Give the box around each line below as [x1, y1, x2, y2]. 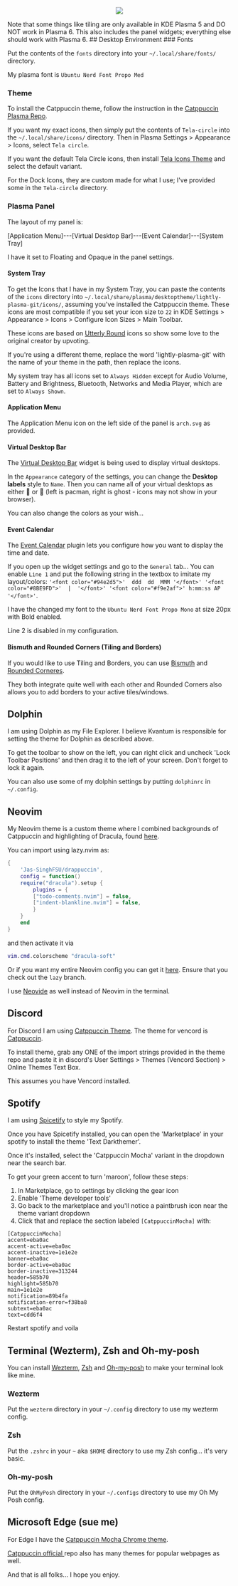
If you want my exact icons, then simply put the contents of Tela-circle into [7, 125, 230, 135]
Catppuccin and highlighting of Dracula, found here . [7, 832, 160, 840]
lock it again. [7, 763, 45, 772]
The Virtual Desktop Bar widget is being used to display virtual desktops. [7, 459, 220, 467]
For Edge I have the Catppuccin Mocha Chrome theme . [7, 1535, 168, 1543]
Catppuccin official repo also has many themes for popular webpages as [7, 1549, 220, 1558]
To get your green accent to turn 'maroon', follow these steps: [7, 1172, 188, 1181]
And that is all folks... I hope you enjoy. [7, 1570, 121, 1579]
